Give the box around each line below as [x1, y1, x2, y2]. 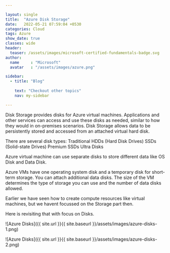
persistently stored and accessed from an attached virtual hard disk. [5, 128, 150, 134]
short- [152, 169, 165, 175]
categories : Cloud [5, 26, 45, 31]
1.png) [5, 226, 19, 232]
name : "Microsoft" [10, 60, 61, 65]
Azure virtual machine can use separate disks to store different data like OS [5, 153, 165, 159]
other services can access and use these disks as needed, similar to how [5, 117, 160, 123]
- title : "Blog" [10, 79, 45, 84]
